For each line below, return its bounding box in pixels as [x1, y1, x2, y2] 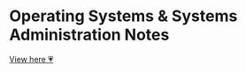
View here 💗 [9, 54, 54, 64]
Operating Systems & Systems [9, 6, 238, 26]
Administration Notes [9, 25, 170, 45]
